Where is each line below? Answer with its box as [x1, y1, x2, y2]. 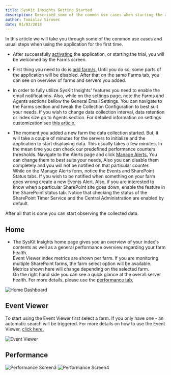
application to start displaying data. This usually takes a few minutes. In [12, 141, 162, 147]
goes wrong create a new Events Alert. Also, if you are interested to [12, 179, 154, 185]
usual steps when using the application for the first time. [5, 41, 123, 48]
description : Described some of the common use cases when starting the [5, 12, 163, 17]
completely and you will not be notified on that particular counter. [12, 162, 150, 169]
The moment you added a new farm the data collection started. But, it [12, 130, 159, 136]
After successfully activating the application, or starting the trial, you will [12, 51, 164, 57]
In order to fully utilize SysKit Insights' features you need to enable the [12, 87, 160, 94]
